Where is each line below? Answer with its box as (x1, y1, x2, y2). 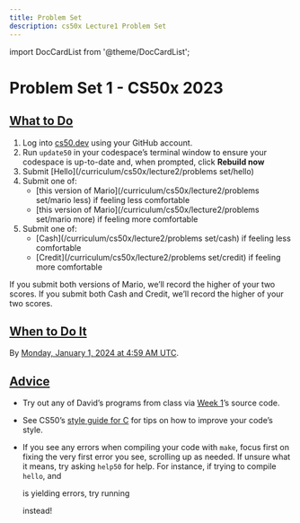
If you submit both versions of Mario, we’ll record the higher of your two (9, 279, 276, 289)
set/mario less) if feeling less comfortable (35, 194, 190, 205)
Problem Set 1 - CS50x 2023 (9, 77, 224, 98)
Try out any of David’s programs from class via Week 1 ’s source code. (22, 397, 280, 409)
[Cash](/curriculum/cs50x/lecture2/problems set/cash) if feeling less (35, 233, 292, 244)
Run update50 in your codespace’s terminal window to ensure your (22, 146, 268, 157)
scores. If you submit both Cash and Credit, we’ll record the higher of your (9, 288, 285, 299)
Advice (9, 374, 50, 389)
